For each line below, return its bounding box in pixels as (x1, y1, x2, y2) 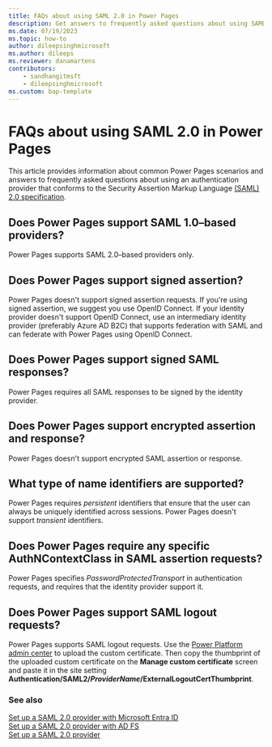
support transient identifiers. (8, 516, 104, 526)
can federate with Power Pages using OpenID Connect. (8, 329, 193, 339)
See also (8, 694, 43, 706)
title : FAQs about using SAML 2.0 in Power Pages (8, 11, 180, 20)
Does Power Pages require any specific (8, 539, 210, 552)
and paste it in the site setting (8, 666, 107, 675)
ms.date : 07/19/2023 (8, 27, 79, 35)
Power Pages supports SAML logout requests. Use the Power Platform (8, 640, 243, 649)
